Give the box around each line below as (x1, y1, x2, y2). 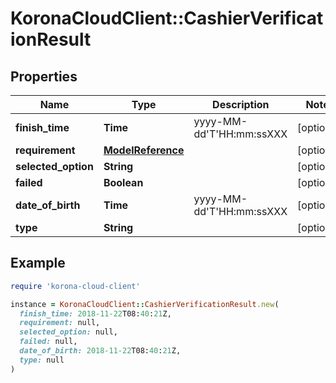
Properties (10, 68, 78, 85)
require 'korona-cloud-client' (10, 281, 141, 291)
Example (10, 255, 66, 272)
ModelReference (103, 143, 185, 157)
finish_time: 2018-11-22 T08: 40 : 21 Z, (19, 308, 172, 319)
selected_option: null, (19, 327, 118, 337)
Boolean (103, 176, 144, 189)
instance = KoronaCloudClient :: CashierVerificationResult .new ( (10, 299, 280, 309)
